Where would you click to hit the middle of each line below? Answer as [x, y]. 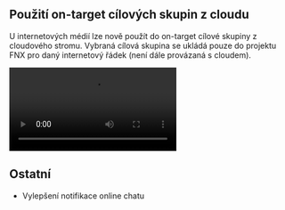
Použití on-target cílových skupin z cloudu [129, 15]
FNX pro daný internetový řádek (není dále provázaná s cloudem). [130, 55]
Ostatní [30, 174]
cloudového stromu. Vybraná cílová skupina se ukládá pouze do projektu [143, 45]
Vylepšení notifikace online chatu [83, 196]
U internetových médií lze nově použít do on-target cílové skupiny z [133, 36]
